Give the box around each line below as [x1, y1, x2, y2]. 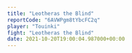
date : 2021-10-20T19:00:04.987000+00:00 [7, 36, 126, 43]
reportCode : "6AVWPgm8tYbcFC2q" [7, 17, 100, 23]
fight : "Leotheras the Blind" [7, 29, 95, 36]
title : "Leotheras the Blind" [7, 10, 95, 17]
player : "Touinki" [7, 23, 60, 30]
